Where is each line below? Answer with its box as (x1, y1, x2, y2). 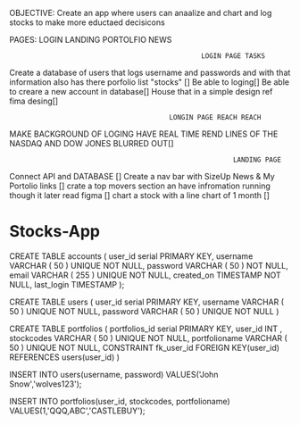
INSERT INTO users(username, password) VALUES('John (9, 369, 219, 379)
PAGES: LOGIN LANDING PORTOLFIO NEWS (9, 35, 172, 45)
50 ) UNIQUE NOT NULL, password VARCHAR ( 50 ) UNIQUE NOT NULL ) (9, 305, 279, 316)
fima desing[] (9, 96, 59, 106)
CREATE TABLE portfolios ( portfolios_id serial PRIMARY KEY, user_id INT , (9, 323, 283, 334)
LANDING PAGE (232, 155, 281, 164)
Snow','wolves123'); (9, 379, 82, 389)
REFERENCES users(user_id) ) (9, 352, 121, 362)
